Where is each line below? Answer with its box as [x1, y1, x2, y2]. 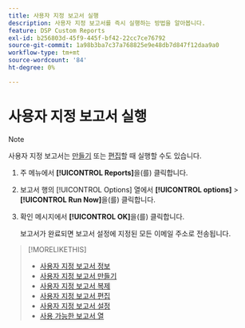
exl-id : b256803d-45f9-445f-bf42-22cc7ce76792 [8, 34, 166, 42]
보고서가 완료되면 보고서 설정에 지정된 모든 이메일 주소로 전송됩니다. [19, 228, 231, 238]
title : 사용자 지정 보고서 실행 [8, 11, 99, 20]
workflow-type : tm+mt [8, 49, 81, 57]
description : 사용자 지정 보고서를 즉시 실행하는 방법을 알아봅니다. [8, 19, 206, 27]
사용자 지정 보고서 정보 [39, 261, 111, 271]
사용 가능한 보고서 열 [39, 310, 105, 320]
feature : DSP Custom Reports [8, 26, 105, 34]
